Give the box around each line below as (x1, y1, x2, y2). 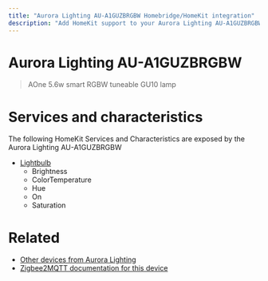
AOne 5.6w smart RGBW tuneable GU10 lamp (27, 80, 177, 89)
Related (8, 228, 60, 247)
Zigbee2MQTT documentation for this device (19, 263, 168, 273)
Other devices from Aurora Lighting (19, 255, 137, 264)
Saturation (31, 200, 66, 210)
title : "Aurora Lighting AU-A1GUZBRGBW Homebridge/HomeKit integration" (8, 11, 255, 20)
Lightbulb (19, 158, 52, 168)
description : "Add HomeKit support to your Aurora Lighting (8, 19, 213, 27)
